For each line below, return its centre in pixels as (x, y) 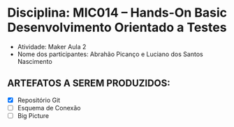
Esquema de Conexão (49, 108)
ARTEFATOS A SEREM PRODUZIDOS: (89, 84)
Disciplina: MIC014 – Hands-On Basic (117, 13)
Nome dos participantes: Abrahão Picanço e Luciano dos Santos (110, 54)
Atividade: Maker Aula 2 (52, 46)
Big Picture (33, 115)
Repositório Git (39, 100)
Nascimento (35, 61)
